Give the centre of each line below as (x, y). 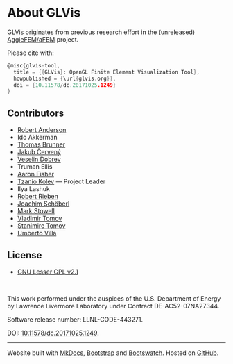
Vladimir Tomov (40, 218)
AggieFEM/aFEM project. (43, 39)
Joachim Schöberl (43, 204)
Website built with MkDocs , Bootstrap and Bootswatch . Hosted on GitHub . (113, 353)
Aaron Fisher (35, 174)
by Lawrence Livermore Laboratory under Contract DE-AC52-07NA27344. (113, 306)
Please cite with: (31, 53)
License (25, 255)
